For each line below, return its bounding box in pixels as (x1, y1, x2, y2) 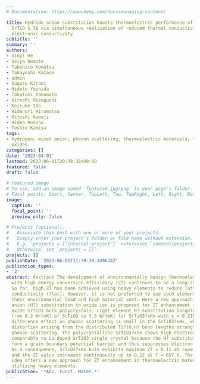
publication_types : (6, 263, 55, 269)
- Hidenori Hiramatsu (6, 108, 60, 114)
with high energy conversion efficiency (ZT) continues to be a (11, 280, 174, 286)
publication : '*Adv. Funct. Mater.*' (6, 368, 100, 375)
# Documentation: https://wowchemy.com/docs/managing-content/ (6, 8, 167, 15)
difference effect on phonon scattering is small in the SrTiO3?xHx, (11, 319, 187, 325)
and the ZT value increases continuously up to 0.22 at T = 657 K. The (11, 352, 193, 358)
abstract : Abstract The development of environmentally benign (6, 274, 167, 281)
